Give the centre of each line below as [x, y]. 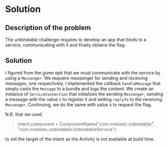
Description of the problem [48, 28]
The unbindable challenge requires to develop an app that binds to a [76, 39]
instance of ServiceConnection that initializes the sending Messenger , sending [84, 94]
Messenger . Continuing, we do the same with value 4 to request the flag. [78, 104]
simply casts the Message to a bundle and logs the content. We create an [79, 88]
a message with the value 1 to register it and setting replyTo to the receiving [83, 99]
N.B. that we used [24, 114]
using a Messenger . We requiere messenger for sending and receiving [76, 78]
